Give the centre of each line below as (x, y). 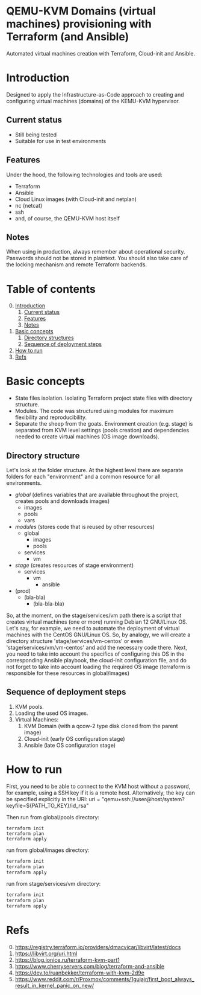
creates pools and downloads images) (62, 501)
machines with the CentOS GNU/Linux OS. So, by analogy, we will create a (98, 635)
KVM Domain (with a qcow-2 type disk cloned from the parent (101, 726)
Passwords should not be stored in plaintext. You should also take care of (97, 258)
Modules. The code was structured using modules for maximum (94, 411)
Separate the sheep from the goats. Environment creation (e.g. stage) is (104, 424)
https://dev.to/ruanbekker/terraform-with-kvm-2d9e (79, 973)
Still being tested (36, 135)
